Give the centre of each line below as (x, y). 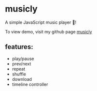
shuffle (19, 74)
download (22, 79)
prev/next (21, 63)
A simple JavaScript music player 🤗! (41, 22)
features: (19, 47)
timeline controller (30, 84)
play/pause (23, 59)
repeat (19, 69)
